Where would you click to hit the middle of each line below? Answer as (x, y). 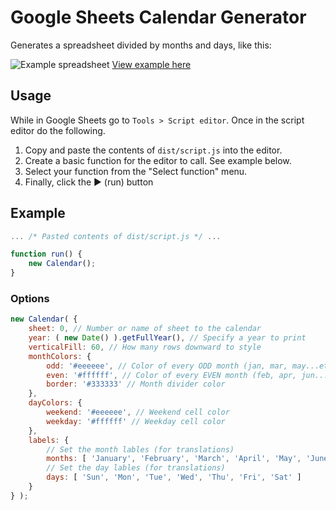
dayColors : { (55, 403)
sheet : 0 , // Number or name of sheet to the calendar (145, 329)
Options (30, 298)
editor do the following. (58, 130)
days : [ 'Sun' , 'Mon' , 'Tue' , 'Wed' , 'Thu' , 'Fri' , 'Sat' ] (174, 477)
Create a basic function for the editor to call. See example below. (158, 160)
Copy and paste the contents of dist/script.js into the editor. (153, 150)
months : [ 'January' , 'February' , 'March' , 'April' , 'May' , (174, 459)
